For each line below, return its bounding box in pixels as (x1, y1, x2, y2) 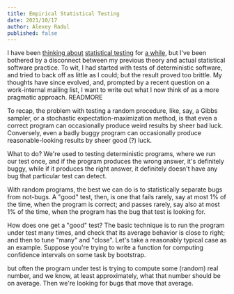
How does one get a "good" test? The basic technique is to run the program (7, 221, 225, 230)
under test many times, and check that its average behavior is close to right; (7, 229, 225, 237)
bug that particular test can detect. (7, 172, 107, 180)
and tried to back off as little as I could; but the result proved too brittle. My (7, 71, 223, 79)
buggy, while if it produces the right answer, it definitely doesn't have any (7, 164, 218, 173)
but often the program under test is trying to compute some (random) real (7, 264, 219, 272)
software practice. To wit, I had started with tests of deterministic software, (7, 63, 223, 72)
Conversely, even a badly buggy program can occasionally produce (7, 129, 202, 137)
